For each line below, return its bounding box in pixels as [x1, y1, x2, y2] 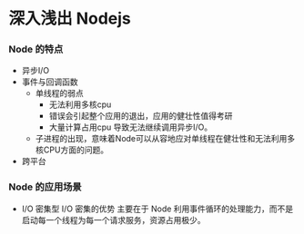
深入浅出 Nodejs [8, 8, 131, 29]
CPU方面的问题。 [43, 144, 109, 155]
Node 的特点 [8, 43, 64, 55]
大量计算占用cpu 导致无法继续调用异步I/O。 [48, 122, 213, 132]
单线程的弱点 [35, 88, 84, 99]
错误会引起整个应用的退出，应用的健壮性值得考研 [48, 111, 233, 122]
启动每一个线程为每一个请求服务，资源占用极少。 [21, 214, 206, 225]
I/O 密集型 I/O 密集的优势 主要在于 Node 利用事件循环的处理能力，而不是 [21, 203, 294, 214]
